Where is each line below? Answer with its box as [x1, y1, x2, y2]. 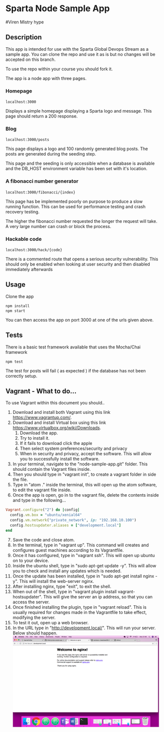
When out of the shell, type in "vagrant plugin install [12, 588, 117, 595]
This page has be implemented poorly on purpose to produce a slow [5, 198, 143, 204]
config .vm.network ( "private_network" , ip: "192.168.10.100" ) [10, 518, 137, 523]
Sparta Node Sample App [5, 3, 110, 14]
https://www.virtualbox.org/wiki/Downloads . [12, 425, 101, 431]
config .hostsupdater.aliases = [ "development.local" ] [10, 523, 121, 528]
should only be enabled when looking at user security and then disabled [5, 261, 150, 267]
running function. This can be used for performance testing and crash [5, 203, 146, 210]
